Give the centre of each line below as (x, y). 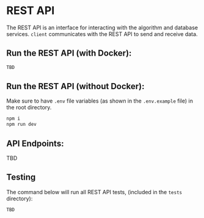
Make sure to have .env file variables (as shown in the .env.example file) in (100, 101)
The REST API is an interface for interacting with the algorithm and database (102, 27)
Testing (21, 177)
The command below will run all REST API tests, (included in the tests (94, 192)
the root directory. (29, 107)
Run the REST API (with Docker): (69, 53)
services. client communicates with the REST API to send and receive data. (102, 34)
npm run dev (21, 125)
